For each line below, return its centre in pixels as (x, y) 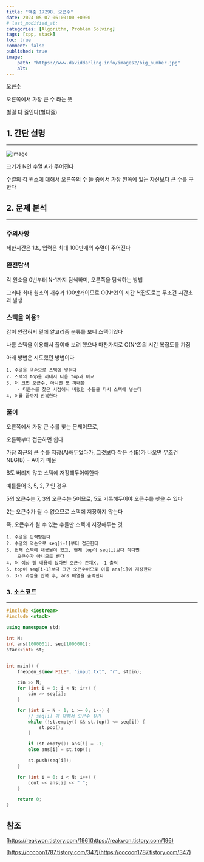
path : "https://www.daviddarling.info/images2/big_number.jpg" (99, 63)
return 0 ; (30, 799)
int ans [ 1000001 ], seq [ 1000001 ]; (49, 644)
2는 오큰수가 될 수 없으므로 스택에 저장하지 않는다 (65, 512)
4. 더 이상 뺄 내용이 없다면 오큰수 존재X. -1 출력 (62, 563)
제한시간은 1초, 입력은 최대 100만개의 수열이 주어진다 (69, 248)
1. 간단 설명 (26, 133)
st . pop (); (51, 727)
